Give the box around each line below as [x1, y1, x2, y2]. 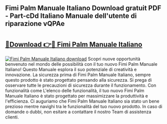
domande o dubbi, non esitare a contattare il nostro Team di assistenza [5, 109, 151, 115]
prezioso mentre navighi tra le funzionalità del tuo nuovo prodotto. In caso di [5, 104, 162, 109]
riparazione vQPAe [5, 19, 65, 28]
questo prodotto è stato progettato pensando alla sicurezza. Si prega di [5, 77, 152, 83]
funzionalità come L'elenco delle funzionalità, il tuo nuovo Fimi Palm [5, 88, 144, 94]
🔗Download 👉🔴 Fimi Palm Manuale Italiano [5, 40, 142, 49]
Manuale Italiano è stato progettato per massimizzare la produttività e [5, 93, 148, 99]
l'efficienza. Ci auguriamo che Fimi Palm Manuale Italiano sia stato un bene [5, 98, 160, 104]
